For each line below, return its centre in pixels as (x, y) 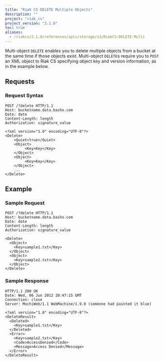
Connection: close (24, 299)
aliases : (14, 32)
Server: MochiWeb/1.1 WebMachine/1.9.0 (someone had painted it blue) (78, 304)
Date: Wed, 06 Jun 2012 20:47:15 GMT (43, 295)
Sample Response (27, 281)
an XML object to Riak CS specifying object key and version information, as (81, 61)
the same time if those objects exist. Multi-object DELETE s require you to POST (82, 56)
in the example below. (27, 66)
